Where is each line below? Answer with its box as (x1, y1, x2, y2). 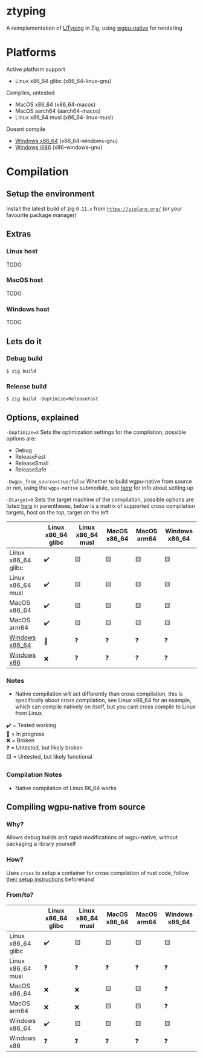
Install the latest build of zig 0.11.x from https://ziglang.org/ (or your (6, 205, 182, 212)
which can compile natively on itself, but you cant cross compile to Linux (14, 703, 196, 710)
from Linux (14, 710, 42, 717)
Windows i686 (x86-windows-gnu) (14, 144, 103, 151)
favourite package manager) (6, 211, 77, 219)
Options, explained (6, 412, 79, 422)
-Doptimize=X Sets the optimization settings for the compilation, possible (6, 428, 186, 436)
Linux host (6, 247, 38, 256)
